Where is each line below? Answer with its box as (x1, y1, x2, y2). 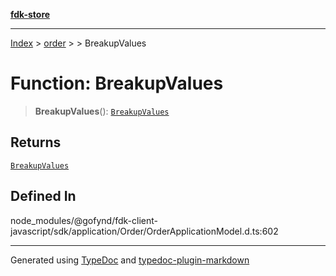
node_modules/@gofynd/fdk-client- (10, 214, 158, 226)
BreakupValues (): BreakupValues (34, 105, 170, 117)
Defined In (10, 188, 77, 205)
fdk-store (10, 9, 51, 20)
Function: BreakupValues (10, 72, 224, 95)
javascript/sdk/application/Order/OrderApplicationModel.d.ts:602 (10, 225, 279, 237)
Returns (10, 134, 62, 151)
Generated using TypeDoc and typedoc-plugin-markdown (10, 254, 250, 266)
